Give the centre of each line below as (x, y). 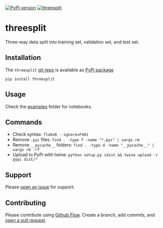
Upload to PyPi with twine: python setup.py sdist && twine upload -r (85, 155)
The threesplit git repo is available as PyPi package (59, 70)
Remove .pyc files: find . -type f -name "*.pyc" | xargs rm (76, 140)
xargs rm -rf (26, 150)
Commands (24, 122)
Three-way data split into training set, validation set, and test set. (72, 42)
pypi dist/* (25, 160)
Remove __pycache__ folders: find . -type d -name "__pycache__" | (83, 145)
